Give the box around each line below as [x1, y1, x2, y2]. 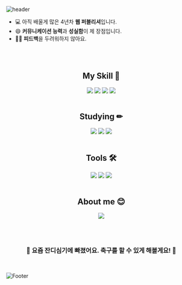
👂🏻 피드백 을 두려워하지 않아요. [14, 35, 87, 42]
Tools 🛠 [86, 153, 117, 163]
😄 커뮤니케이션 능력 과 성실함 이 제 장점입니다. [14, 28, 122, 34]
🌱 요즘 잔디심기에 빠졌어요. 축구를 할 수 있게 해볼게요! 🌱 [26, 246, 177, 255]
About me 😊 [77, 196, 125, 207]
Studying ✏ [79, 111, 124, 122]
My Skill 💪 [82, 71, 121, 81]
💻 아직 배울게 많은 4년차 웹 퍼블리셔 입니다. [14, 18, 118, 25]
